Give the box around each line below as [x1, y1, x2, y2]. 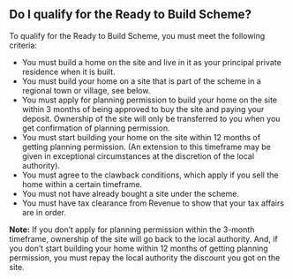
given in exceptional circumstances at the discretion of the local [21, 150, 254, 162]
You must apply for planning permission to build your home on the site [21, 94, 278, 105]
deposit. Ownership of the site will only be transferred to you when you [21, 113, 281, 124]
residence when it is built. [21, 66, 116, 77]
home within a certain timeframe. [21, 178, 143, 189]
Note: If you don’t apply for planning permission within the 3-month [9, 224, 255, 235]
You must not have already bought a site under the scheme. [21, 188, 240, 199]
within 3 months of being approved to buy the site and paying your [21, 103, 265, 114]
